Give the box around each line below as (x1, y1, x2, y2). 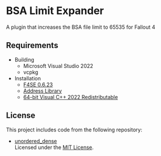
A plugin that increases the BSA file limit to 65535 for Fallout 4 (6, 23, 156, 30)
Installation (14, 74, 41, 82)
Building (14, 56, 34, 63)
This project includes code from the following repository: (6, 126, 143, 133)
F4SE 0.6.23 (23, 81, 53, 88)
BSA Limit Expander (6, 4, 104, 18)
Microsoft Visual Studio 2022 (23, 62, 93, 69)
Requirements (6, 40, 58, 50)
